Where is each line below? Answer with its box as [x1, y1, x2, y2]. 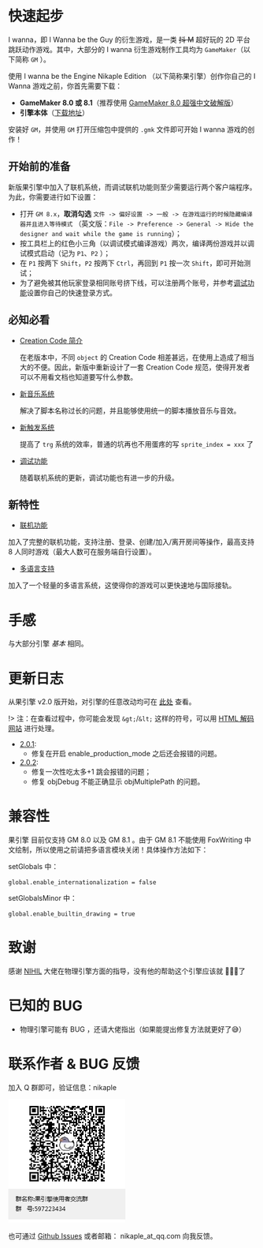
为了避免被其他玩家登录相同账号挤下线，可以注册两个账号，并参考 [19, 278, 234, 287]
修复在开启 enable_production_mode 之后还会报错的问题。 [31, 749, 222, 759]
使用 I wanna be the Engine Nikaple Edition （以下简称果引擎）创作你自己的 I [8, 71, 256, 81]
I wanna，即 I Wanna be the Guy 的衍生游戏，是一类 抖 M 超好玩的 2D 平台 [8, 35, 250, 44]
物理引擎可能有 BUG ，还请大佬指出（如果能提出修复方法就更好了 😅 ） [19, 1025, 246, 1034]
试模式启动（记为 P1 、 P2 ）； [19, 248, 111, 257]
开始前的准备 [8, 159, 71, 174]
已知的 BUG [8, 997, 83, 1015]
